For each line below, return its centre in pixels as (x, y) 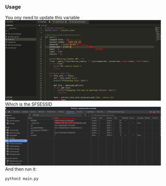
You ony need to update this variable (42, 18)
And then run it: (21, 169)
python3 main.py (22, 179)
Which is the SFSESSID (29, 104)
